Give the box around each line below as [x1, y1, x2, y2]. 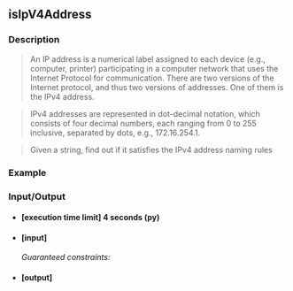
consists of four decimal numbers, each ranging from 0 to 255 [29, 118, 258, 128]
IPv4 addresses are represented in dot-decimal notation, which [29, 108, 260, 119]
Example [8, 166, 47, 179]
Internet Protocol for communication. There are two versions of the [29, 73, 274, 83]
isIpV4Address [8, 7, 92, 22]
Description [8, 34, 60, 46]
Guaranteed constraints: [20, 252, 111, 263]
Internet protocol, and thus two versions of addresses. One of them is [29, 81, 284, 92]
